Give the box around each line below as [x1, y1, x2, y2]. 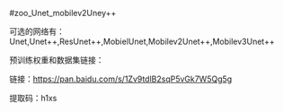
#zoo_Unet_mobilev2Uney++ [9, 8, 117, 18]
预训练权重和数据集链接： [9, 55, 104, 65]
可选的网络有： [9, 26, 65, 37]
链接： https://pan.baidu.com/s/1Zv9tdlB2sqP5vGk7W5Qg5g [9, 73, 233, 84]
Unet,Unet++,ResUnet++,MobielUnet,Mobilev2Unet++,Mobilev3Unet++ [9, 36, 276, 47]
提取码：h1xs [9, 93, 57, 103]
